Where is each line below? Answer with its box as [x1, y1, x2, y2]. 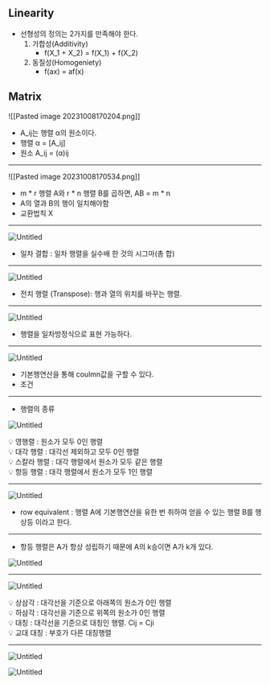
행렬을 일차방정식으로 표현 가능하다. [19, 329, 133, 339]
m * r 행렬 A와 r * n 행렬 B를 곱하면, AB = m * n [19, 188, 171, 198]
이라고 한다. [35, 517, 72, 526]
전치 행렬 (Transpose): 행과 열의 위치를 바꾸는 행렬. [19, 289, 182, 299]
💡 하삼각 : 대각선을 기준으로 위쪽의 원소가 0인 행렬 [8, 608, 166, 617]
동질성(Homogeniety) [31, 57, 102, 67]
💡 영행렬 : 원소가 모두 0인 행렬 [8, 436, 103, 446]
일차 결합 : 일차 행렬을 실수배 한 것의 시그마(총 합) [19, 249, 175, 258]
